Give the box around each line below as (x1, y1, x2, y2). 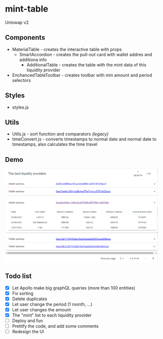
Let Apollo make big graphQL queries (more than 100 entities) (12, 285, 135, 291)
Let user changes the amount (12, 307, 71, 312)
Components (5, 33, 45, 42)
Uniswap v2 (5, 19, 29, 25)
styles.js (12, 104, 29, 110)
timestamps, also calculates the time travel (12, 142, 98, 147)
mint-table (5, 3, 49, 15)
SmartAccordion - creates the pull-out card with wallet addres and (19, 51, 152, 57)
